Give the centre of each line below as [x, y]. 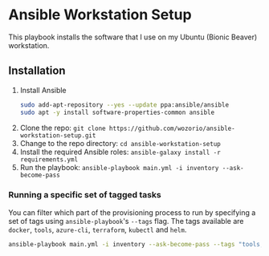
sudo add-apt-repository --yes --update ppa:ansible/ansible [124, 105]
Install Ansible [43, 90]
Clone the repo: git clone [63, 128]
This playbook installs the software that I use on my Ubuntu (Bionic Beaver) [133, 37]
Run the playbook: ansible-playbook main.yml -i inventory [119, 167]
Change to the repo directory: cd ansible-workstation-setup [120, 143]
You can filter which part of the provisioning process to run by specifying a [132, 212]
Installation [37, 71]
